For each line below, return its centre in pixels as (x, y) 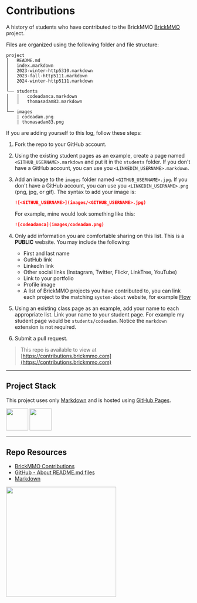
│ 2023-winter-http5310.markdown (50, 71)
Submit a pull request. (41, 338)
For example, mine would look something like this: (75, 214)
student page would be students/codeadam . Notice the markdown (91, 321)
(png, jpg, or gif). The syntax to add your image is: (75, 192)
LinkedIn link (38, 265)
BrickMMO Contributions (45, 466)
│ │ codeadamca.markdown (42, 96)
